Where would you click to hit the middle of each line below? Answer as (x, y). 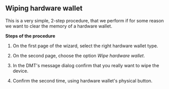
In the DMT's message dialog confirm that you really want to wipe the (86, 65)
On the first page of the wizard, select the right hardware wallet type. (85, 46)
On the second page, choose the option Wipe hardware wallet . (79, 55)
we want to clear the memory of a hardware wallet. (59, 26)
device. (20, 71)
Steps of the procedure (30, 36)
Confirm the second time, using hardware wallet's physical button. (82, 80)
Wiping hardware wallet (44, 8)
